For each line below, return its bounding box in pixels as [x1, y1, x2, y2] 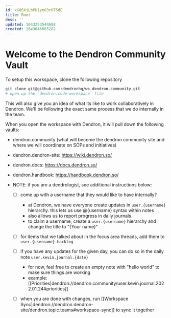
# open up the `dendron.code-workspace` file [5, 91, 104, 96]
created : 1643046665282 [5, 27, 56, 32]
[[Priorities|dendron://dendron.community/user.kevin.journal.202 [28, 280, 164, 286]
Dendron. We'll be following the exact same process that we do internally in [5, 105, 164, 112]
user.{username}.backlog [20, 239, 74, 244]
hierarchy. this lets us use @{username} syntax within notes [28, 207, 154, 213]
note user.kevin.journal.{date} [20, 254, 88, 260]
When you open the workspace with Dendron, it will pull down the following [5, 121, 164, 127]
